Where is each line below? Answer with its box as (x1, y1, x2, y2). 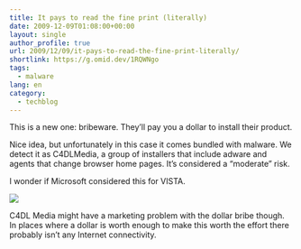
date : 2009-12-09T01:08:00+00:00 (9, 22, 135, 31)
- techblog (17, 97, 59, 106)
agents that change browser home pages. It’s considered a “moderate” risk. (9, 159, 290, 170)
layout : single (9, 30, 67, 39)
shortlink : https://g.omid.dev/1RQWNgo (9, 55, 160, 64)
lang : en (9, 80, 42, 89)
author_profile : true (9, 38, 91, 48)
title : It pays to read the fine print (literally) (9, 13, 207, 23)
